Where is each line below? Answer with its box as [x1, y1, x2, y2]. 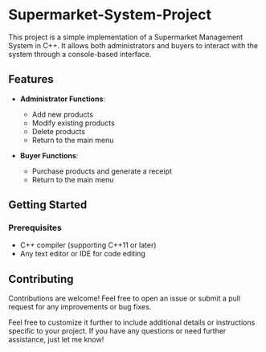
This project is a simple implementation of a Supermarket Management [8, 32, 243, 42]
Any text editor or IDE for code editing [19, 249, 146, 259]
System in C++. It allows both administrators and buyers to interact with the [8, 40, 259, 50]
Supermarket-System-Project [8, 6, 211, 24]
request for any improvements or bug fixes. [8, 302, 152, 312]
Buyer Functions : [19, 150, 79, 160]
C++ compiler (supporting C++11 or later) [19, 240, 157, 250]
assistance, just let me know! [8, 335, 104, 345]
